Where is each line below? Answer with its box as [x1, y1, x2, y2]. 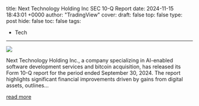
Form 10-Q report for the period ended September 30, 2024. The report [6, 69, 181, 76]
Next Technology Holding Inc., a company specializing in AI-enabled [6, 57, 174, 64]
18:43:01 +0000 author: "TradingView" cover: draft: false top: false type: [6, 11, 182, 18]
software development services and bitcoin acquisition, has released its [6, 63, 181, 70]
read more [6, 94, 31, 100]
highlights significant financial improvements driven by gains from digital [6, 76, 184, 82]
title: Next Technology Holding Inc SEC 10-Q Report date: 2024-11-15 [6, 5, 174, 12]
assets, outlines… [6, 82, 49, 89]
